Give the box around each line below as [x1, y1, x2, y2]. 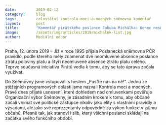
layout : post [5, 21, 45, 26]
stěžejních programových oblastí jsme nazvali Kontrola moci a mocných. [5, 84, 152, 90]
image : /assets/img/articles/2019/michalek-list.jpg [5, 30, 132, 35]
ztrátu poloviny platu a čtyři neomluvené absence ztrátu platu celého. [5, 59, 147, 64]
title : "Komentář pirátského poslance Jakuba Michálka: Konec [5, 26, 152, 31]
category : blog [5, 12, 45, 17]
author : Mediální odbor [5, 35, 68, 40]
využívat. [5, 69, 24, 75]
